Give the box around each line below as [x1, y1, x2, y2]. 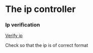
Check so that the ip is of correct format [5, 42, 88, 48]
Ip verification [5, 21, 40, 28]
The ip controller [5, 3, 76, 15]
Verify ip [5, 32, 23, 38]
